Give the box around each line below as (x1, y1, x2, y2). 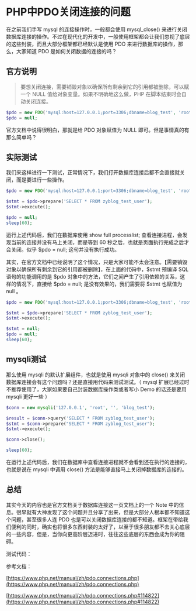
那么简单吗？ (6, 133, 37, 140)
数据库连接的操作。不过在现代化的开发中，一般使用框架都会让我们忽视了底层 (6, 33, 190, 40)
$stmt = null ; (6, 326, 41, 332)
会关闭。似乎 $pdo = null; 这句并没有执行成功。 (6, 246, 120, 253)
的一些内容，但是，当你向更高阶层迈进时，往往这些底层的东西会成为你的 (6, 530, 180, 537)
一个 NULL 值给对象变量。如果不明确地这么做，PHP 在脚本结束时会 (20, 90, 182, 97)
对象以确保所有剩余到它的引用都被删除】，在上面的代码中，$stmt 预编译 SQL (6, 266, 189, 273)
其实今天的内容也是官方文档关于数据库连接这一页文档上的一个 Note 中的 (6, 501, 179, 508)
